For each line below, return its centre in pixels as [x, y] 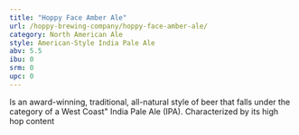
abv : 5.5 [26, 51]
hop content [32, 121]
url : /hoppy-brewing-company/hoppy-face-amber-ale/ [108, 26]
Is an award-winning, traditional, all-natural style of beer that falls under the [150, 102]
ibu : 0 [22, 59]
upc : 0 [22, 76]
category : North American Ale [66, 34]
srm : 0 [22, 68]
